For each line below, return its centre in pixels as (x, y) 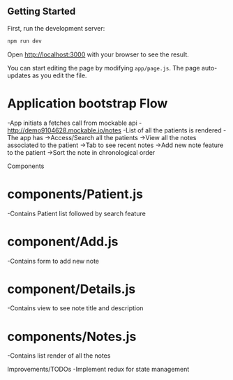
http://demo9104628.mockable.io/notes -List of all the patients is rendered (114, 130)
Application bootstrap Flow (88, 103)
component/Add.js (63, 242)
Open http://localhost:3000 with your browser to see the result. (98, 54)
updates (19, 75)
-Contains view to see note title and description (75, 308)
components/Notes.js (72, 336)
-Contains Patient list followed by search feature (77, 213)
